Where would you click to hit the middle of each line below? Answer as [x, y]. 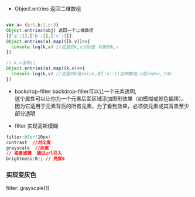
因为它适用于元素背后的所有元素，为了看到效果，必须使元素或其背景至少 [102, 106]
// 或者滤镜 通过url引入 [34, 153]
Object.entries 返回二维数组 [48, 9]
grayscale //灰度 [28, 148]
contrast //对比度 [28, 142]
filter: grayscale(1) [28, 188]
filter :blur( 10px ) [28, 137]
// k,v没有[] [21, 63]
